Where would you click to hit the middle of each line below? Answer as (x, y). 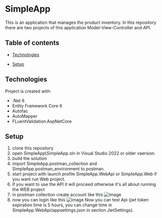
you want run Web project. (39, 179)
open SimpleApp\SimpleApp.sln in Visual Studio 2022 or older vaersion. (84, 153)
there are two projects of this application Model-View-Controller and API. (78, 27)
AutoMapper (25, 116)
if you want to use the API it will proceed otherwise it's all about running (84, 184)
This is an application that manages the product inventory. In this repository (81, 22)
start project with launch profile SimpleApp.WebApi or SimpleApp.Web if (84, 174)
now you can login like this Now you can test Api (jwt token (81, 200)
